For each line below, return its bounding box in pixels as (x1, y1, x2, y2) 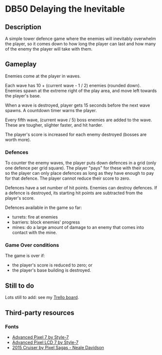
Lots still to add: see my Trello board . (5, 295, 79, 300)
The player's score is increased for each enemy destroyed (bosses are (5, 131, 147, 137)
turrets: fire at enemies (12, 214, 58, 220)
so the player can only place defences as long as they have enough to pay (5, 170, 154, 176)
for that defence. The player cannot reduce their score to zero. (5, 175, 130, 181)
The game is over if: (5, 253, 45, 259)
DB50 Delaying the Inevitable (5, 3, 125, 15)
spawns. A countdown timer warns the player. (5, 107, 97, 113)
